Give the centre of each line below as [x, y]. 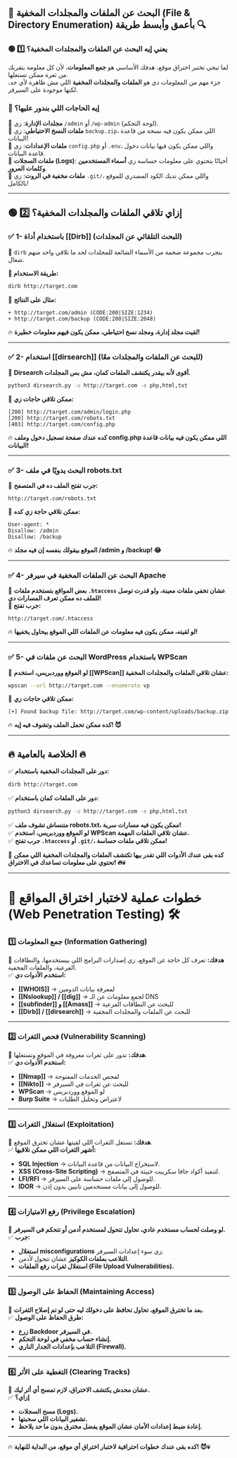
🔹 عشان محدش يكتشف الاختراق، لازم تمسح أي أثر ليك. [79, 1390]
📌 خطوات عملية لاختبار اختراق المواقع [105, 898]
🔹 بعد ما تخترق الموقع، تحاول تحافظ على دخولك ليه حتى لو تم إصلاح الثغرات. [106, 1310]
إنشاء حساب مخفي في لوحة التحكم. [65, 1339]
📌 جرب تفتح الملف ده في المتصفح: [53, 486]
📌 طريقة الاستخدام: [33, 273]
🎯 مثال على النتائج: [32, 299]
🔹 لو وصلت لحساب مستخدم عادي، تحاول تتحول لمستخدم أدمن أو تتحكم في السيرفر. [117, 1230]
